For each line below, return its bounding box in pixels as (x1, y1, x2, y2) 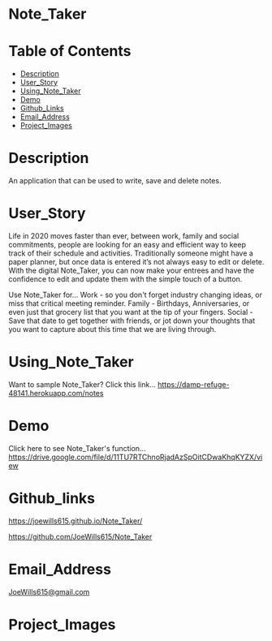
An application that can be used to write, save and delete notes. (8, 176, 222, 186)
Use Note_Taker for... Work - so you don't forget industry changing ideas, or (8, 290, 262, 299)
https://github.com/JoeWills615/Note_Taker (8, 531, 153, 541)
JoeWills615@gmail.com (8, 587, 90, 596)
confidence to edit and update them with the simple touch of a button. (8, 274, 243, 284)
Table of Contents (8, 42, 132, 61)
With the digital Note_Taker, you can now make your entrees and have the (8, 265, 254, 275)
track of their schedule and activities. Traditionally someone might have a (8, 248, 253, 258)
